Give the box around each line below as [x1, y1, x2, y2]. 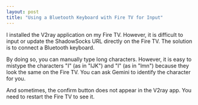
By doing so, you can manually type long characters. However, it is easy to [6, 56, 192, 63]
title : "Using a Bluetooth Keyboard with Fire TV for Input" [6, 14, 164, 21]
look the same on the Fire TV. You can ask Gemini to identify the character [6, 68, 191, 75]
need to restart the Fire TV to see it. [6, 93, 95, 100]
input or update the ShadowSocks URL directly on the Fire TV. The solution [6, 37, 193, 45]
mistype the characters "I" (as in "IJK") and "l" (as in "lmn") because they [6, 62, 189, 69]
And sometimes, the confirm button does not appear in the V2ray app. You [6, 86, 192, 94]
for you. [6, 75, 26, 82]
